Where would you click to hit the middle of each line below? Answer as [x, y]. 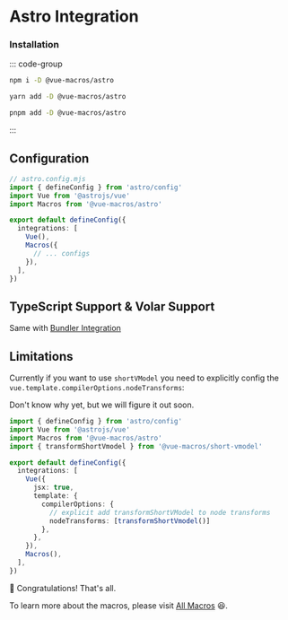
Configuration [49, 158]
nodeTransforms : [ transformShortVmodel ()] [130, 521]
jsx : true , [53, 488]
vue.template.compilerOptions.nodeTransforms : [97, 388]
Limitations [41, 356]
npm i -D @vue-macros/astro [62, 81]
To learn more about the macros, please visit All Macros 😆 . [119, 605]
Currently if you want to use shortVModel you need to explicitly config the [144, 378]
